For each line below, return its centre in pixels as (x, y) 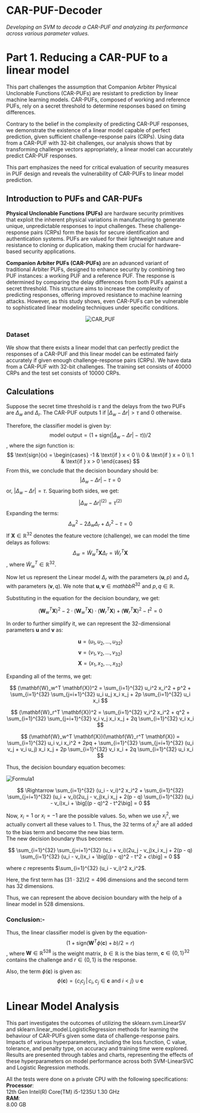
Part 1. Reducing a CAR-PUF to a (87, 58)
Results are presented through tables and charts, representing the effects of (100, 1055)
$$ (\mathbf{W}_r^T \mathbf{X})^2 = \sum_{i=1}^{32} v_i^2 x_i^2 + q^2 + (100, 712)
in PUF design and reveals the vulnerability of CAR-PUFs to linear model (95, 174)
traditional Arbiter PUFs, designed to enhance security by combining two (96, 269)
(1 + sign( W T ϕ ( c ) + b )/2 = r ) (100, 942)
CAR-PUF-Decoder (54, 10)
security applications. (49, 251)
